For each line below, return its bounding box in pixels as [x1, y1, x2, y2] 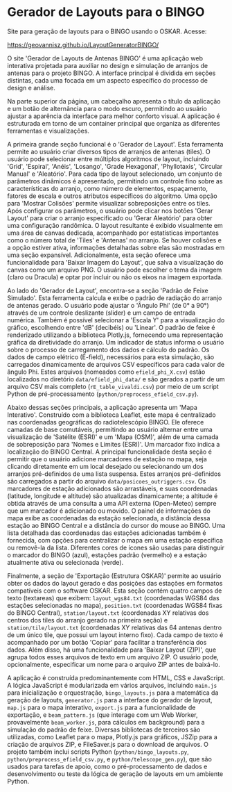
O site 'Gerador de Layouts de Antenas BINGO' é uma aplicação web [7, 53, 203, 63]
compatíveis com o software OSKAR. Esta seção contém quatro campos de [7, 586, 222, 595]
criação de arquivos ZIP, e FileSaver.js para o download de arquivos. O [7, 740, 209, 748]
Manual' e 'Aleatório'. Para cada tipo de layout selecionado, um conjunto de [7, 170, 222, 178]
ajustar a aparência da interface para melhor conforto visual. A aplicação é [7, 112, 220, 120]
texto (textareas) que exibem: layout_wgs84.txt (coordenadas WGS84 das [7, 593, 220, 602]
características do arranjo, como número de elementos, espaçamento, [7, 184, 208, 192]
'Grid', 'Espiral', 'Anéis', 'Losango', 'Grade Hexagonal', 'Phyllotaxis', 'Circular [7, 162, 223, 170]
